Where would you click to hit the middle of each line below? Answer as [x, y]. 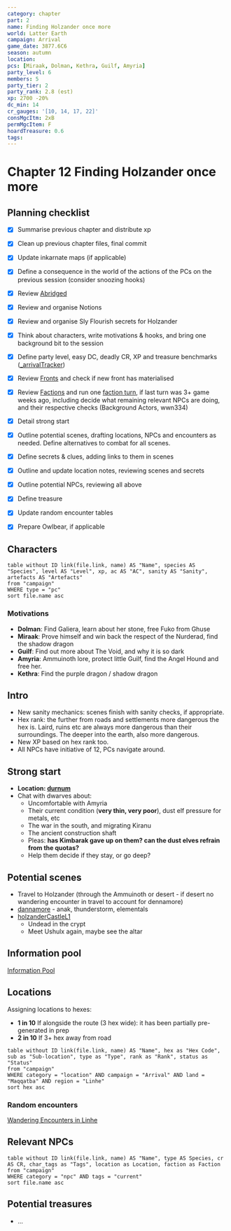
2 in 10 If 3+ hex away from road [64, 1038]
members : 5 [23, 79]
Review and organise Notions [59, 307]
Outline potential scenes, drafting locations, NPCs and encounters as [117, 435]
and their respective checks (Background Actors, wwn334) [103, 408]
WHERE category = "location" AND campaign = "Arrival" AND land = [106, 1075]
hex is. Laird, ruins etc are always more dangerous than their [105, 727]
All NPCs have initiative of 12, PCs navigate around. [91, 749]
